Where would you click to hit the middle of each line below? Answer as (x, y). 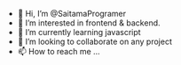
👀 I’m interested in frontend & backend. (89, 23)
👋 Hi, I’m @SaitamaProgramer (72, 14)
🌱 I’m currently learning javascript (79, 32)
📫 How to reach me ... (59, 51)
